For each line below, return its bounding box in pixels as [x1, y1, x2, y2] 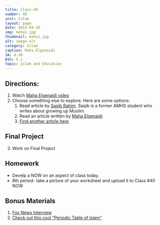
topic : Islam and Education [5, 61, 62, 66]
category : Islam [5, 43, 38, 48]
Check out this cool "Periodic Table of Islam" [12, 215, 102, 221]
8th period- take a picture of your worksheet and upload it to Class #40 [12, 177, 156, 183]
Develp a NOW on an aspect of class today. [12, 172, 100, 178]
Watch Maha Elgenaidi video [12, 92, 70, 98]
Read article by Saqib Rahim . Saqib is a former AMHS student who [19, 103, 152, 109]
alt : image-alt [5, 39, 36, 44]
